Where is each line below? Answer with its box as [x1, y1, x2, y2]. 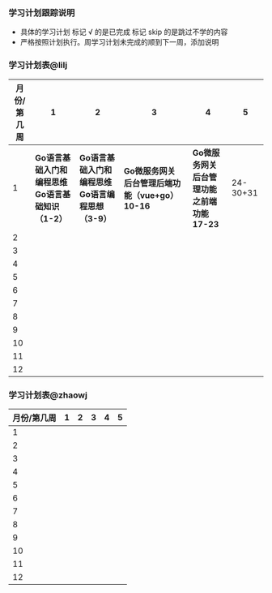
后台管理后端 [123, 177, 172, 188]
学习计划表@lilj [8, 59, 68, 71]
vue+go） [139, 189, 179, 200]
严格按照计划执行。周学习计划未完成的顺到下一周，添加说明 [19, 37, 219, 47]
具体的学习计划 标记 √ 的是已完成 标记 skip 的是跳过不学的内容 [19, 27, 228, 37]
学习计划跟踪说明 [8, 6, 75, 18]
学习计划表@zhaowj [8, 389, 87, 401]
